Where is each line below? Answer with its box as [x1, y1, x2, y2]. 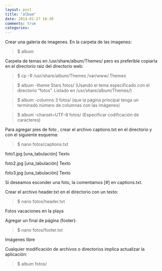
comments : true [5, 21, 36, 26]
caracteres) [17, 117, 41, 123]
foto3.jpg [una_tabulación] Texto [5, 170, 71, 176]
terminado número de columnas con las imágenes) [17, 102, 120, 108]
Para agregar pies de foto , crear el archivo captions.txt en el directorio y [5, 126, 152, 133]
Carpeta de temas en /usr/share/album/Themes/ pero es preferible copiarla [5, 58, 158, 64]
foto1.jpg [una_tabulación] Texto [5, 151, 70, 157]
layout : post [5, 7, 32, 12]
